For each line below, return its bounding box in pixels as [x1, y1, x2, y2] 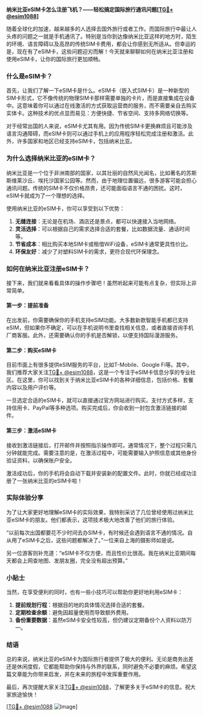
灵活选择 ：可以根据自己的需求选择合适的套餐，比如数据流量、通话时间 [14, 225, 190, 232]
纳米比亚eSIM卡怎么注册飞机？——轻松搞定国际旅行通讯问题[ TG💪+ [6, 6, 173, 13]
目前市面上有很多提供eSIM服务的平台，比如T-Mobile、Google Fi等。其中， [6, 361, 192, 369]
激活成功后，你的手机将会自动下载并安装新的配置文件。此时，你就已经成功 [6, 469, 192, 477]
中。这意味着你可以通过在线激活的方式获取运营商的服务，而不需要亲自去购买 [6, 102, 197, 110]
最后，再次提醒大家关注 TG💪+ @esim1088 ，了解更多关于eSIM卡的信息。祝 [6, 683, 191, 691]
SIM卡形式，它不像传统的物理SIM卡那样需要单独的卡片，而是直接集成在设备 [6, 94, 195, 102]
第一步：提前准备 [6, 302, 49, 309]
